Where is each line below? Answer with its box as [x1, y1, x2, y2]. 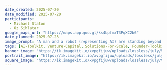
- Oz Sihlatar [9, 26, 39, 31]
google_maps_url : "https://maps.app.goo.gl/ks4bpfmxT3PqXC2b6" [5, 30, 139, 35]
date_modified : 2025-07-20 [5, 12, 61, 17]
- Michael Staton [9, 21, 46, 26]
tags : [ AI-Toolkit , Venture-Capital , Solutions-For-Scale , [5, 44, 130, 49]
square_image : [5, 58, 35, 63]
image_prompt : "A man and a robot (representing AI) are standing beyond [5, 39, 162, 44]
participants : [5, 16, 35, 21]
